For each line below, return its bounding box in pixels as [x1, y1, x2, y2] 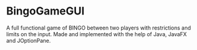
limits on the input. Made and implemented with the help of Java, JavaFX [6, 30, 187, 37]
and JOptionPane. [6, 37, 51, 44]
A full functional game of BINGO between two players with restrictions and [6, 24, 192, 31]
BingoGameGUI [6, 4, 85, 18]
